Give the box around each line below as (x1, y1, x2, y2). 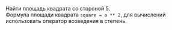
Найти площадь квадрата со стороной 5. (5, 5, 111, 12)
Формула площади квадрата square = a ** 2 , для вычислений (5, 11, 166, 18)
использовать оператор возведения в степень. (5, 18, 127, 24)
